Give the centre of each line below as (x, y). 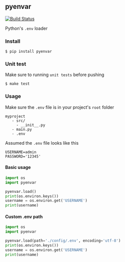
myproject (15, 116)
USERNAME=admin (21, 152)
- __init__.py (31, 125)
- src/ (19, 121)
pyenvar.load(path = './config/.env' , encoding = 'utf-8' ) (63, 241)
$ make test (17, 84)
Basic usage (18, 168)
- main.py (22, 129)
